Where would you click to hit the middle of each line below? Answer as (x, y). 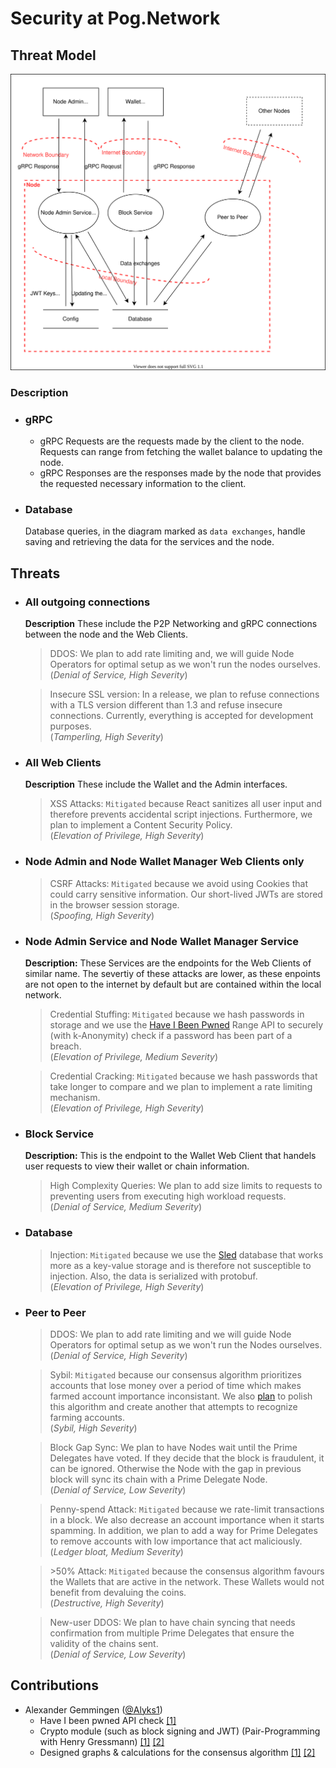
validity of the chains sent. (104, 1643)
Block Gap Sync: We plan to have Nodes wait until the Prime (173, 1447)
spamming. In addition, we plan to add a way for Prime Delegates (183, 1530)
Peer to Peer (55, 1312)
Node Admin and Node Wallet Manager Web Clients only (164, 862)
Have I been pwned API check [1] (108, 1720)
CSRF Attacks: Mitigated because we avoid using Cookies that (179, 883)
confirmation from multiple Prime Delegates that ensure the (172, 1633)
